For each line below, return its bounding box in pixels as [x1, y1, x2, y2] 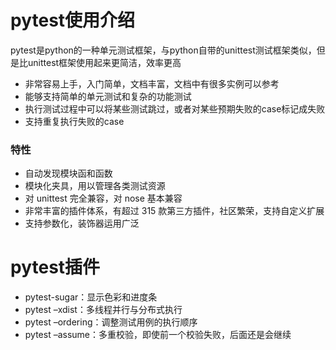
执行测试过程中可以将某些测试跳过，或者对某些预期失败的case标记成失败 [24, 102, 326, 115]
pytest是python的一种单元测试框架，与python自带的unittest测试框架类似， [10, 44, 317, 56]
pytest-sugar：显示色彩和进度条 [24, 291, 158, 303]
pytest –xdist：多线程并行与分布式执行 [24, 304, 183, 316]
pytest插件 [10, 256, 101, 279]
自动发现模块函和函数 [24, 167, 113, 180]
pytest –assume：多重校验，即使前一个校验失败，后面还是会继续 [24, 329, 292, 341]
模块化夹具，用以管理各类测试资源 [24, 180, 166, 192]
